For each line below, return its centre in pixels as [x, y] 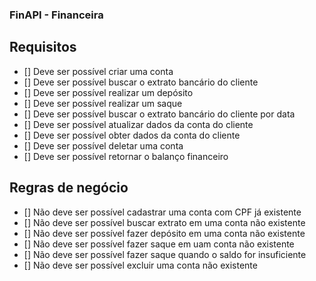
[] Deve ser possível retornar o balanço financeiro [126, 156]
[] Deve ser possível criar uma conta [98, 71]
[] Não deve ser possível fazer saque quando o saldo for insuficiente [165, 254]
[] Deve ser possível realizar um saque [103, 103]
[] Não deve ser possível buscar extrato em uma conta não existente [164, 222]
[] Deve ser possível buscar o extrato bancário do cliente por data [159, 114]
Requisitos [43, 47]
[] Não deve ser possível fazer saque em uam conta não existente [159, 244]
